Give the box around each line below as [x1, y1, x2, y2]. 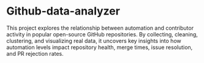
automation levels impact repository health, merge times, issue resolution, [6, 44, 193, 51]
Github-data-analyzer [6, 4, 121, 18]
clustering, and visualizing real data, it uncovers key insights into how [6, 37, 182, 44]
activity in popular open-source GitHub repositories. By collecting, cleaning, [6, 30, 198, 38]
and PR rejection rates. [6, 50, 64, 57]
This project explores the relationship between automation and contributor [6, 24, 194, 31]
